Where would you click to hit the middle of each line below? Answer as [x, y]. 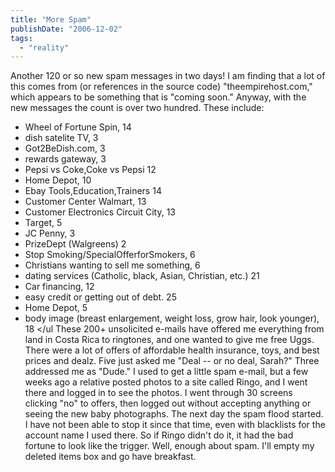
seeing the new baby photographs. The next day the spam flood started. [174, 414]
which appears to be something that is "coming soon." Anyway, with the [158, 97]
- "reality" [44, 47]
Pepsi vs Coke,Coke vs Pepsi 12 [90, 170]
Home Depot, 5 [56, 308]
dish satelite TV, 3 [61, 138]
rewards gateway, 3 [65, 159]
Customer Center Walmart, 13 [85, 202]
